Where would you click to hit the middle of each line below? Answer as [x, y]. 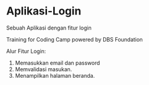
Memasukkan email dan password [58, 63]
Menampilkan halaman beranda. [55, 75]
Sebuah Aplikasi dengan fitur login [49, 28]
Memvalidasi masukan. [43, 69]
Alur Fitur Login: [26, 51]
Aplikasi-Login [44, 11]
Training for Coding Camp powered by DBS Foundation [74, 39]
